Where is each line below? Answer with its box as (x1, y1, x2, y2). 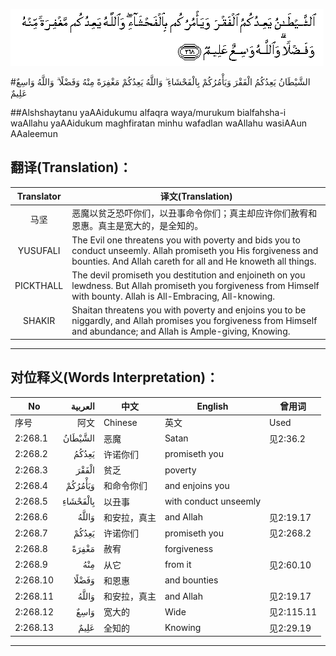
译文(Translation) (159, 190, 233, 203)
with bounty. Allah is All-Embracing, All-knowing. (71, 290, 276, 303)
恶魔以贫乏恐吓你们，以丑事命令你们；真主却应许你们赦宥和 (71, 207, 318, 219)
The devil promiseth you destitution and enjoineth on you (71, 269, 306, 281)
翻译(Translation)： (10, 159, 133, 176)
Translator (16, 190, 62, 202)
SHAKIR (23, 315, 56, 327)
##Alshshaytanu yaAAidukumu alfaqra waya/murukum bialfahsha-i (10, 107, 287, 118)
